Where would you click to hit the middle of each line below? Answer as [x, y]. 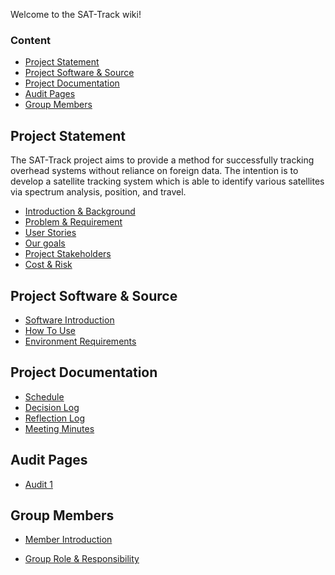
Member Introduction [68, 540]
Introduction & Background [80, 211]
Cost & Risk [48, 265]
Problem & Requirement [73, 222]
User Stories [50, 233]
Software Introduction [69, 320]
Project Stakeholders [68, 254]
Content [31, 40]
